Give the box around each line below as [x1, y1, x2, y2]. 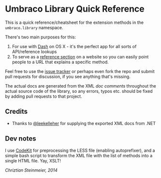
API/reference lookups [12, 49, 57, 54]
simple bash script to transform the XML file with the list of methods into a [5, 152, 153, 159]
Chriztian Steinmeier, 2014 [5, 167, 58, 173]
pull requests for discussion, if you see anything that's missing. [5, 73, 131, 79]
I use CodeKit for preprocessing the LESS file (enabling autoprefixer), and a [5, 147, 155, 153]
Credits [5, 107, 28, 116]
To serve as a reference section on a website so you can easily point [12, 53, 149, 59]
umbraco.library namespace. [5, 24, 64, 30]
